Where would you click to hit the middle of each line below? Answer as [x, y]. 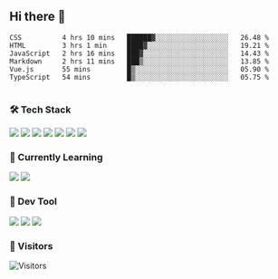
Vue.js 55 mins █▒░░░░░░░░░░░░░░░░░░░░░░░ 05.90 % [139, 69]
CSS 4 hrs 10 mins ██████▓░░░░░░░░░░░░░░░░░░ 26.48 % [139, 37]
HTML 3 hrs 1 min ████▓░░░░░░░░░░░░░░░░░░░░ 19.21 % [139, 45]
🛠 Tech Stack [40, 110]
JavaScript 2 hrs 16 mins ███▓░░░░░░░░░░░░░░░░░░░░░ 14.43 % [139, 53]
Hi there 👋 [38, 17]
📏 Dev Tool [33, 202]
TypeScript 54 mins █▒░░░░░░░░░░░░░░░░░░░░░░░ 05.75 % [139, 77]
